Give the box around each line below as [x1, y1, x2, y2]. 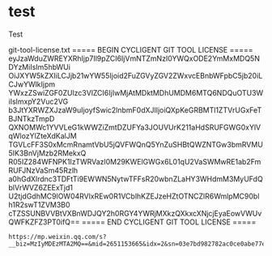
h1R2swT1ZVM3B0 [8, 199, 70, 209]
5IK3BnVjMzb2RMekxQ [8, 148, 87, 158]
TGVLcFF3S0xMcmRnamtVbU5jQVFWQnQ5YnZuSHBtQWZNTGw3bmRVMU [8, 139, 263, 149]
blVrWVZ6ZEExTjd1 [8, 182, 73, 192]
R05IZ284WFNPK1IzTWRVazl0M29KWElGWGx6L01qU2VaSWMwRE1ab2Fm [8, 156, 261, 166]
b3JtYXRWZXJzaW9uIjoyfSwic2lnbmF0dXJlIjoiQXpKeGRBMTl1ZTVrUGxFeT [8, 105, 262, 115]
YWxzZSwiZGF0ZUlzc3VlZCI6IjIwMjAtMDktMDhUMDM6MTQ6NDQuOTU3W [8, 87, 264, 97]
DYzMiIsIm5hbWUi [8, 62, 71, 71]
